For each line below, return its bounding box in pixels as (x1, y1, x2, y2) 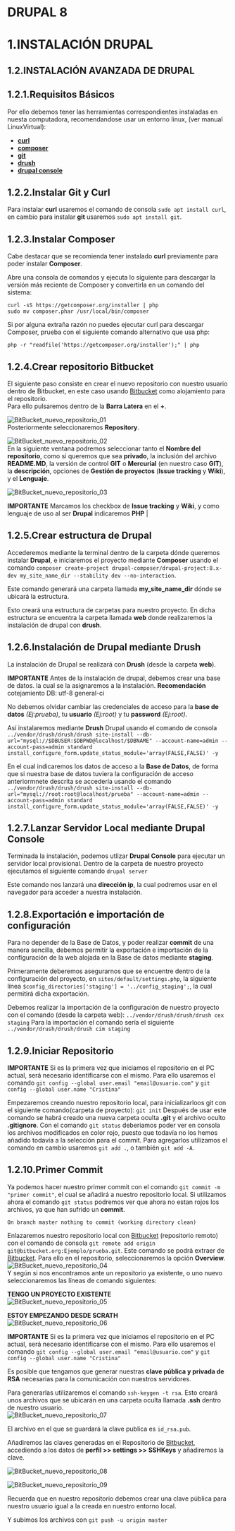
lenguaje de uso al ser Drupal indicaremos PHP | (7, 509, 149, 518)
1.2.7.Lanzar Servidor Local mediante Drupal (7, 822, 205, 834)
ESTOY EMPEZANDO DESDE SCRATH (7, 1311, 118, 1319)
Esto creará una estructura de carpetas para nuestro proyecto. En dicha (7, 605, 216, 614)
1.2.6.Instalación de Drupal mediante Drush (7, 641, 201, 653)
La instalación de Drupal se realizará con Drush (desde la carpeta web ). (7, 660, 217, 668)
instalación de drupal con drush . (7, 621, 102, 629)
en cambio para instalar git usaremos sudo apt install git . (7, 213, 182, 221)
